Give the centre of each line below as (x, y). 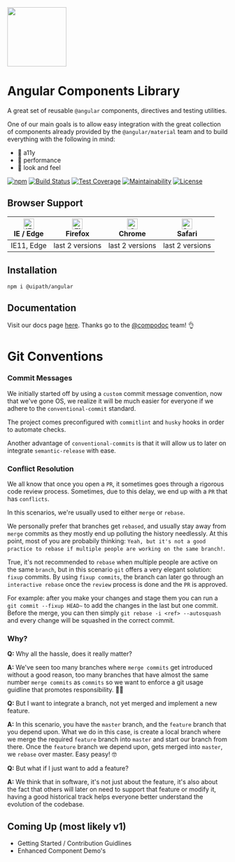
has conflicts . (28, 499)
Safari (187, 233)
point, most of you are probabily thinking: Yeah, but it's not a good (107, 541)
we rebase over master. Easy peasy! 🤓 (62, 755)
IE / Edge (29, 233)
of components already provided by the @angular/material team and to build (117, 131)
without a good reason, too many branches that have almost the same (108, 675)
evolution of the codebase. (46, 804)
